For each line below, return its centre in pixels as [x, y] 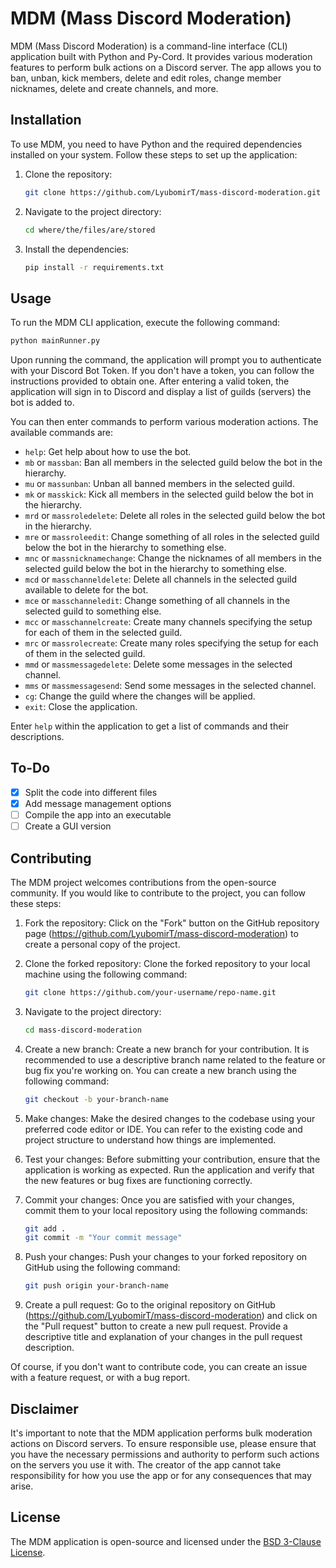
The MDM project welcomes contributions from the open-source [143, 882]
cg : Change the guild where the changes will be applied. [140, 696]
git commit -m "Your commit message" [103, 1238]
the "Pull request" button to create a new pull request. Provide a [156, 1326]
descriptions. [37, 737]
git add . [45, 1228]
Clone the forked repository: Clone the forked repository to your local [167, 963]
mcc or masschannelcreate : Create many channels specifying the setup [168, 622]
